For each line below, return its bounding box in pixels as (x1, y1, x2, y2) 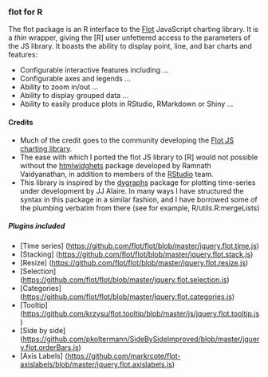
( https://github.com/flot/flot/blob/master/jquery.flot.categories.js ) (19, 292, 235, 301)
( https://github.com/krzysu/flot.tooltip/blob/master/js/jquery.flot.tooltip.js (19, 309, 260, 319)
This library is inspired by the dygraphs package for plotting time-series (19, 178, 256, 187)
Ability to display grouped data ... (19, 91, 129, 100)
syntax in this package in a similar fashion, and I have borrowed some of (19, 194, 258, 204)
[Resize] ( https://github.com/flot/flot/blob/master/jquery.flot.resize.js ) (19, 258, 249, 268)
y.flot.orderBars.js (19, 343, 79, 352)
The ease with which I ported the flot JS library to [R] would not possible (19, 152, 258, 162)
